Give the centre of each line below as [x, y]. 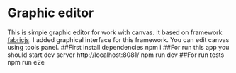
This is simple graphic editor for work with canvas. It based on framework [115, 32]
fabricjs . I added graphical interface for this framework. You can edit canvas [118, 39]
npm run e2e [26, 62]
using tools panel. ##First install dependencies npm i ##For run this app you [118, 47]
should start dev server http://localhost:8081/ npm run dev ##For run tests [116, 55]
